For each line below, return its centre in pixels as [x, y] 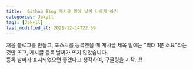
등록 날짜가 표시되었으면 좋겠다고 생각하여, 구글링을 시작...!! [74, 60]
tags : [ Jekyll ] [25, 22]
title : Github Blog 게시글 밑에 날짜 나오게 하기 [62, 11]
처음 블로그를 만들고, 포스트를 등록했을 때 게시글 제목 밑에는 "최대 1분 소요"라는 [96, 45]
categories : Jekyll [30, 17]
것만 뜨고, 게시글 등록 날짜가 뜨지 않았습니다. [57, 53]
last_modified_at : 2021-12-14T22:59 [51, 28]
